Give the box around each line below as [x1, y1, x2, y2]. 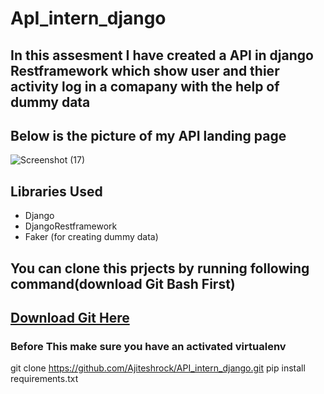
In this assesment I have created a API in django [10, 47, 314, 64]
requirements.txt [10, 373, 79, 385]
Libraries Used [10, 183, 103, 200]
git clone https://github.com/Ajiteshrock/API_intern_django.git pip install [10, 362, 306, 374]
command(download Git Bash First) [10, 275, 236, 292]
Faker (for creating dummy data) [24, 231, 159, 243]
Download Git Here [10, 309, 130, 326]
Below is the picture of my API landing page [10, 127, 287, 144]
